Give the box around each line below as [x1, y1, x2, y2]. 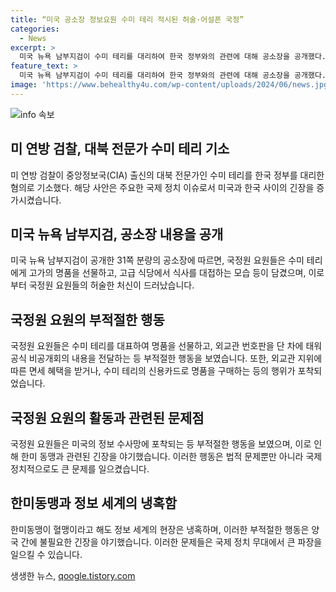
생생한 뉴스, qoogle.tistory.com [10, 569, 136, 581]
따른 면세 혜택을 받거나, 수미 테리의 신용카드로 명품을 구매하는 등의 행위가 [10, 365, 296, 377]
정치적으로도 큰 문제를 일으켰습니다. [10, 463, 150, 475]
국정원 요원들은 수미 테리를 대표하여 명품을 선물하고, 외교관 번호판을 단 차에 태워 [10, 340, 323, 352]
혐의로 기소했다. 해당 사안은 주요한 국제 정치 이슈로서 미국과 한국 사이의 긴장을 [10, 181, 315, 193]
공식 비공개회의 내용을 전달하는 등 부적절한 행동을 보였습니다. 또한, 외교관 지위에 [10, 352, 323, 365]
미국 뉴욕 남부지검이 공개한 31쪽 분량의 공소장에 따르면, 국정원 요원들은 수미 [10, 254, 305, 266]
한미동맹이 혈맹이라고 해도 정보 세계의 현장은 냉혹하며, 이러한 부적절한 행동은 [10, 523, 310, 535]
